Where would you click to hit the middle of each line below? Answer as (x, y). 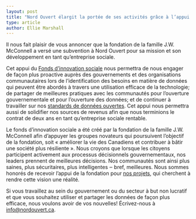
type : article (23, 22)
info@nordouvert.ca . (31, 210)
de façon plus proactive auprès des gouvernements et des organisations (94, 75)
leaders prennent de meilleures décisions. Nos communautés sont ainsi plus (98, 161)
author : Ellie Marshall (35, 28)
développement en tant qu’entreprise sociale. (61, 57)
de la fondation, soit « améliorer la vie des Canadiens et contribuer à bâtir (94, 142)
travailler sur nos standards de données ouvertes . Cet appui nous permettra (97, 106)
